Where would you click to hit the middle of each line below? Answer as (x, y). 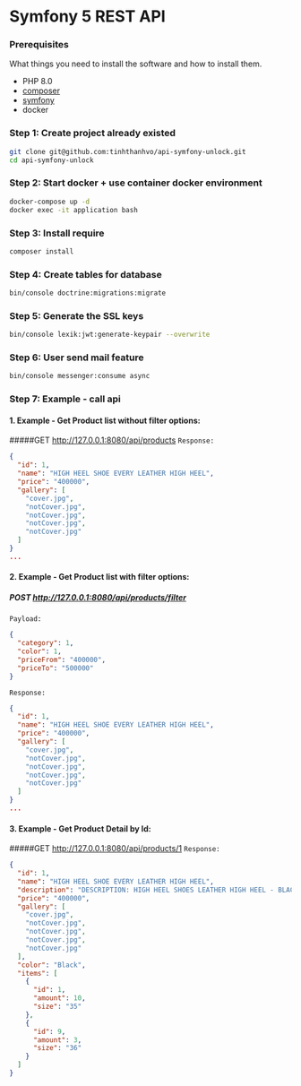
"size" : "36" (57, 1048)
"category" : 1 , (46, 643)
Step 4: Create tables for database (86, 274)
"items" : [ (38, 973)
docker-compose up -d (50, 202)
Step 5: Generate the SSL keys (77, 315)
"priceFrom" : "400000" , (61, 659)
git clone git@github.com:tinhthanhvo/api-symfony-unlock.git (128, 151)
